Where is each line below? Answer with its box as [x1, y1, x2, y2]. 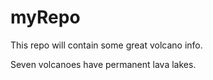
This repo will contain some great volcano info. [10, 39, 203, 51]
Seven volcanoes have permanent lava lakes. [10, 58, 197, 70]
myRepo [10, 6, 81, 29]
